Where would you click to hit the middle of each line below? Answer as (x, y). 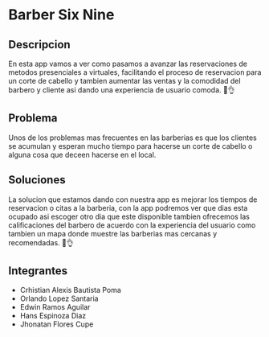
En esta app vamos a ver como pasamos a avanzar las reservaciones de (128, 64)
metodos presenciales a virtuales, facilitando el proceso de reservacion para (135, 72)
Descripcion (39, 45)
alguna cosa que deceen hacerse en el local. (82, 154)
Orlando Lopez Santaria (59, 298)
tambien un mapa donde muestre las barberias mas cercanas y (113, 233)
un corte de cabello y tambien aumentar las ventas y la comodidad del (124, 81)
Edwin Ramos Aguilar (55, 307)
